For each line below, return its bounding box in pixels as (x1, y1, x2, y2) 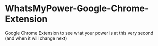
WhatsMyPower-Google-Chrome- (5, 3, 149, 14)
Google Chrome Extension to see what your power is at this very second (5, 30, 154, 36)
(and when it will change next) (5, 35, 67, 41)
